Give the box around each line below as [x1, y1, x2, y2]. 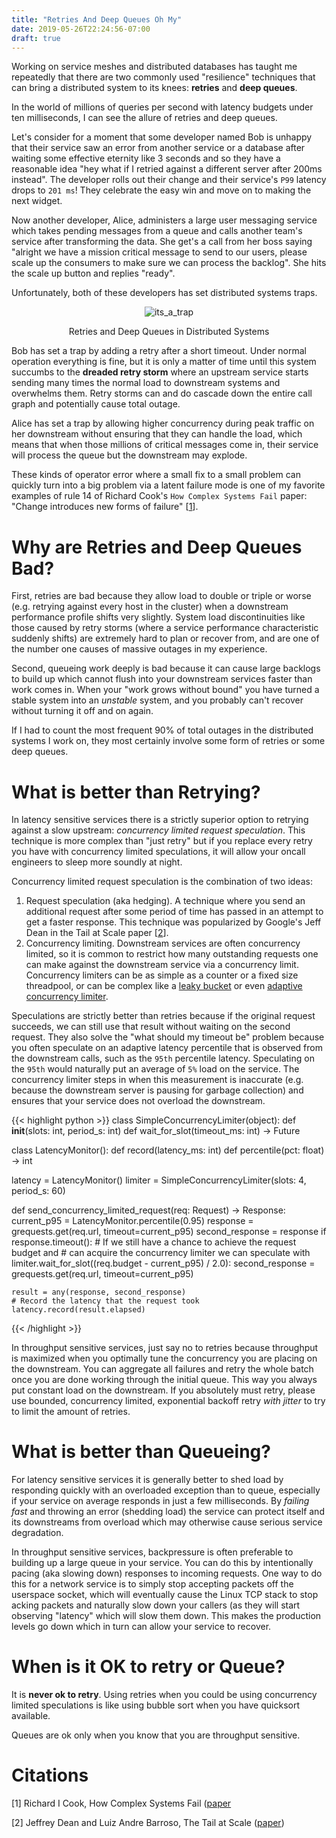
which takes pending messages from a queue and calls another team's [11, 225, 303, 237]
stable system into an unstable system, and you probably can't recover [11, 694, 304, 706]
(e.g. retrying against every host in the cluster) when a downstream [11, 601, 289, 613]
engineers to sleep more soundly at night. [11, 856, 183, 868]
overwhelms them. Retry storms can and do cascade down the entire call [11, 387, 313, 400]
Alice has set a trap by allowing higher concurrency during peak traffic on [11, 417, 315, 430]
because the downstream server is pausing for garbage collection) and [11, 1084, 304, 1096]
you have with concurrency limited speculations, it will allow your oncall [11, 846, 306, 858]
